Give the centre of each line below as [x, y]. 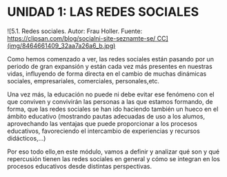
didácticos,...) [27, 138]
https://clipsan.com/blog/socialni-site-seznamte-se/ [81, 38]
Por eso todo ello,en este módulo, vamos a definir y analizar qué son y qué [113, 152]
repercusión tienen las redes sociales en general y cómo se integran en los [114, 158]
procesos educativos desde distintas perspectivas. [79, 166]
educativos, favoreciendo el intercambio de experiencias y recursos [103, 131]
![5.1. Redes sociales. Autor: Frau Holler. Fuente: [75, 31]
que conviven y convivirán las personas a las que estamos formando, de [110, 101]
